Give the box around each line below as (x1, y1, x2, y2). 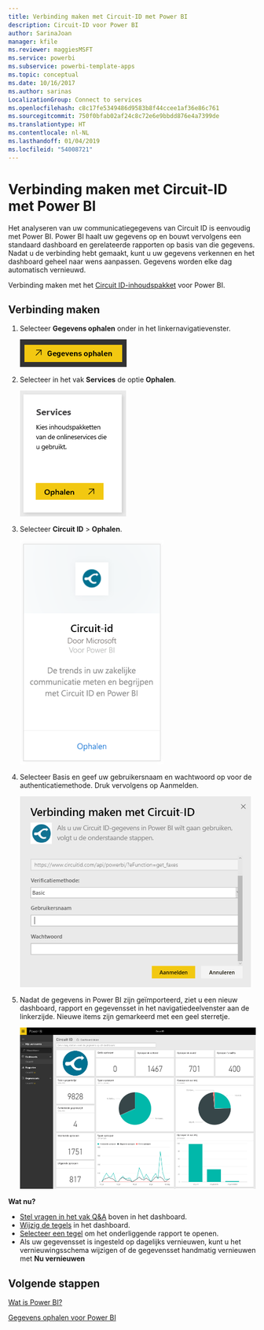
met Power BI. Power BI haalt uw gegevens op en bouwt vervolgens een (8, 231, 242, 241)
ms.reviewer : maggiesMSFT (8, 46, 93, 54)
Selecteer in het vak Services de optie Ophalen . (19, 375, 177, 385)
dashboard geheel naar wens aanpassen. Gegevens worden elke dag (8, 257, 233, 266)
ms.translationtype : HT (8, 120, 86, 129)
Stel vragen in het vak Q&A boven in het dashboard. (19, 1212, 187, 1221)
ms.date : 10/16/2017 (8, 79, 76, 87)
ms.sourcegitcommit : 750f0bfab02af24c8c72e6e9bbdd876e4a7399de (8, 113, 220, 120)
